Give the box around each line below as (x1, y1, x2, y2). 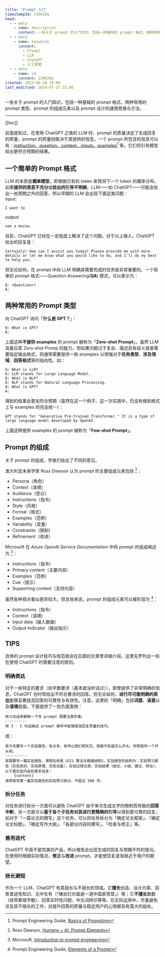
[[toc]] (5, 120, 18, 125)
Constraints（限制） (12, 527, 53, 534)
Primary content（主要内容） (12, 567, 71, 573)
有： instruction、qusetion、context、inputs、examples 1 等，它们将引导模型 (5, 141, 159, 148)
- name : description (14, 26, 56, 30)
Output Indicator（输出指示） (12, 625, 71, 631)
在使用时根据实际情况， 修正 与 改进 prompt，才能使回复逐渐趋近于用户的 (5, 853, 150, 859)
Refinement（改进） (12, 534, 53, 539)
